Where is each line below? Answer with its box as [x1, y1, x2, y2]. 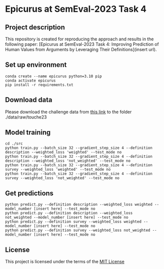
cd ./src [5, 141, 23, 146]
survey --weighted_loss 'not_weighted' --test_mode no [5, 176, 120, 180]
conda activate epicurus [5, 78, 56, 83]
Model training [5, 128, 51, 137]
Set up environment [5, 60, 67, 69]
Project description [5, 23, 65, 31]
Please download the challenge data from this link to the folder [5, 109, 132, 115]
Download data [5, 96, 53, 104]
